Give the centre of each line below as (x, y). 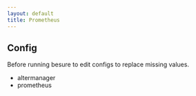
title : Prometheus (33, 20)
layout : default (30, 13)
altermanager (36, 78)
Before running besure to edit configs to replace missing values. (98, 65)
